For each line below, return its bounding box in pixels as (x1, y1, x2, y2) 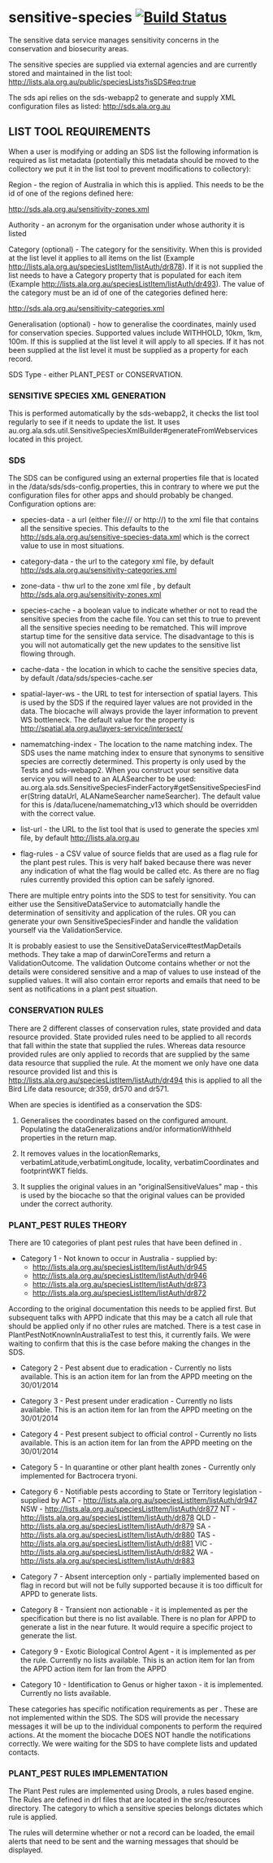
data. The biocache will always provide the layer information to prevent (19, 706, 258, 716)
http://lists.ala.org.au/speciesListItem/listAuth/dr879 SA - (19, 1521, 211, 1531)
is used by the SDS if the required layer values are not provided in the (19, 697, 253, 708)
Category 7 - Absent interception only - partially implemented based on (19, 1571, 260, 1581)
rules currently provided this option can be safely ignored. (19, 875, 215, 885)
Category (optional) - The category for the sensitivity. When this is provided (8, 244, 262, 254)
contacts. (8, 1747, 41, 1757)
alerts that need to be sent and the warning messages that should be (8, 1837, 240, 1847)
